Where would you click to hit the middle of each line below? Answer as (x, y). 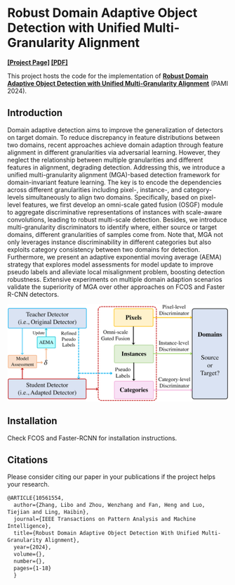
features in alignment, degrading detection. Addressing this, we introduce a (116, 167)
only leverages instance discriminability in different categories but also (109, 242)
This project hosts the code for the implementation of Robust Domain (108, 76)
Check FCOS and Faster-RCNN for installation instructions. (92, 438)
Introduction (35, 113)
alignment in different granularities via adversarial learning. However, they (114, 152)
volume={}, (29, 554)
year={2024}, (33, 547)
